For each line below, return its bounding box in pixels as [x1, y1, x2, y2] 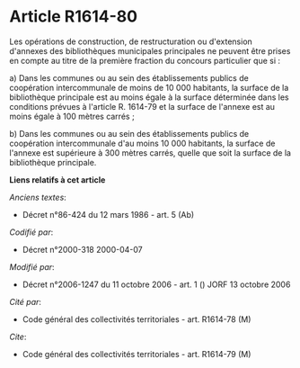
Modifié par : [9, 261, 56, 272]
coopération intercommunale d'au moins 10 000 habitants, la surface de [9, 138, 276, 148]
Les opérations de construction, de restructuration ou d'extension [9, 36, 253, 47]
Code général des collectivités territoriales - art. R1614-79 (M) [22, 348, 251, 359]
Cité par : [9, 296, 42, 307]
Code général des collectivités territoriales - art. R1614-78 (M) [22, 313, 251, 325]
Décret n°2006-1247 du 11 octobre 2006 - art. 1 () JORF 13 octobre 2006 [22, 279, 291, 290]
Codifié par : [9, 227, 54, 238]
